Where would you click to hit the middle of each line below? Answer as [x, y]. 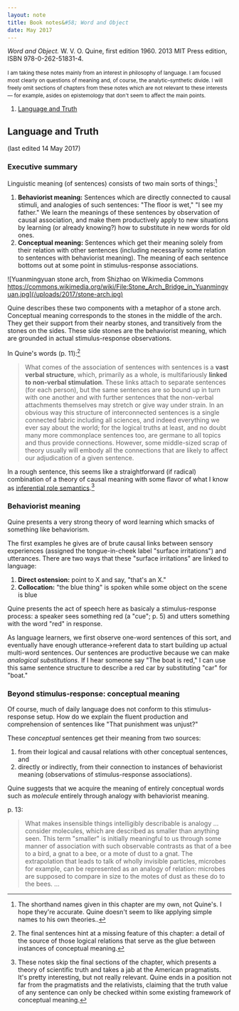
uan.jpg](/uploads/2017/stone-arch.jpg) [65, 295]
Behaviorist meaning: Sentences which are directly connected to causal [124, 197]
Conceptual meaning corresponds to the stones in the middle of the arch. [115, 316]
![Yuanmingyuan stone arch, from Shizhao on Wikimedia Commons [106, 279]
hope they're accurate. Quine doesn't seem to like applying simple [115, 912]
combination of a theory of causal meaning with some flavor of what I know [118, 479]
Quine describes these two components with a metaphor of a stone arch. [115, 308]
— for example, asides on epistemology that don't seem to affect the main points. [107, 96]
